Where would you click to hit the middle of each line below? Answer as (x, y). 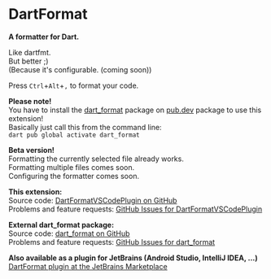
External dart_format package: (61, 225)
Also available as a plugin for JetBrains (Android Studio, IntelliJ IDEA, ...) (133, 258)
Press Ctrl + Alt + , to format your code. (74, 85)
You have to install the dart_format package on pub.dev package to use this (135, 110)
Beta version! (32, 150)
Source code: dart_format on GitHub (69, 233)
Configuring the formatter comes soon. (74, 176)
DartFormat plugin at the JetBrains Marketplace (88, 266)
